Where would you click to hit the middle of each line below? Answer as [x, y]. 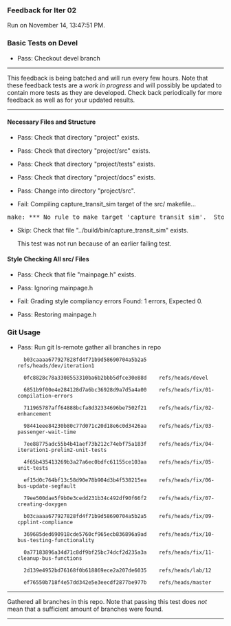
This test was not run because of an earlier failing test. [94, 244]
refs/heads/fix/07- [187, 498]
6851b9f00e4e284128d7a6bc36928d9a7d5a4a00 [85, 390]
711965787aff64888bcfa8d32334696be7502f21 [85, 408]
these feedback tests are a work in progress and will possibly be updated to [114, 85]
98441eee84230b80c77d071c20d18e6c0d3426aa [85, 426]
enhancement [34, 414]
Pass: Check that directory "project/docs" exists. [86, 177]
